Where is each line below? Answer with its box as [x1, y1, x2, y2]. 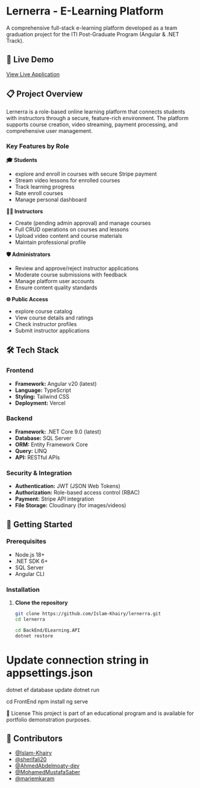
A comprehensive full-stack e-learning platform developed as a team [6, 24, 178, 31]
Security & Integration [6, 469, 72, 477]
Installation [6, 585, 40, 594]
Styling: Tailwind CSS [14, 392, 70, 400]
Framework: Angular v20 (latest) [14, 380, 97, 387]
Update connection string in [6, 653, 149, 667]
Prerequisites [6, 537, 46, 546]
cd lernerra [14, 617, 45, 623]
